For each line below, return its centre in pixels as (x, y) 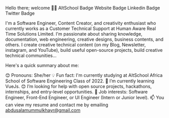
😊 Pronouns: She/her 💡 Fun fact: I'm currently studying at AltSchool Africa (84, 75)
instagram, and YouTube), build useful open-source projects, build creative (84, 50)
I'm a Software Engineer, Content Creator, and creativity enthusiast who (81, 23)
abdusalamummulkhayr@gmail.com (43, 110)
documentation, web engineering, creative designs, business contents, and (84, 39)
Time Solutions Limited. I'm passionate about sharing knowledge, (74, 34)
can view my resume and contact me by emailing (57, 105)
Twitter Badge (20, 13)
